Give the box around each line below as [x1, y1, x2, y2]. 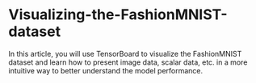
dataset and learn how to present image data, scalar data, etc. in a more [8, 57, 248, 67]
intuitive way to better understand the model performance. [8, 65, 204, 75]
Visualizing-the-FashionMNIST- [8, 6, 228, 24]
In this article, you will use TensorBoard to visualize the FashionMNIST [8, 49, 242, 58]
